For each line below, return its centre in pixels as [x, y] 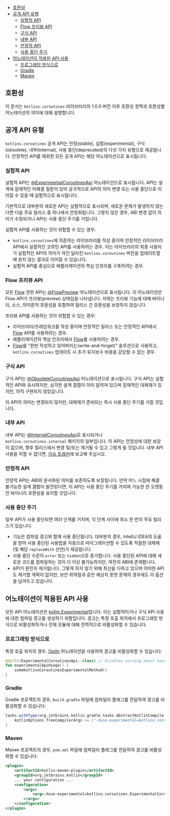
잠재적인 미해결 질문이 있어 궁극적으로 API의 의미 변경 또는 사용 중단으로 [86, 189]
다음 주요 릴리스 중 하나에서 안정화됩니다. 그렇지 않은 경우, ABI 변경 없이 [86, 212]
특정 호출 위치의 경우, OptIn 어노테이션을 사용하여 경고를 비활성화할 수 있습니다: [84, 651]
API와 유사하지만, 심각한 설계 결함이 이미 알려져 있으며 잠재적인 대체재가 [86, 385]
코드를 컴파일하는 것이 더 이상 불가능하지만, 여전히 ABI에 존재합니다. [89, 562]
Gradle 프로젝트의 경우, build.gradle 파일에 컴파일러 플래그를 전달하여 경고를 [82, 700]
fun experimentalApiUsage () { [37, 666]
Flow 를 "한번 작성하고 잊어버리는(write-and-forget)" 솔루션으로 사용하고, [85, 346]
